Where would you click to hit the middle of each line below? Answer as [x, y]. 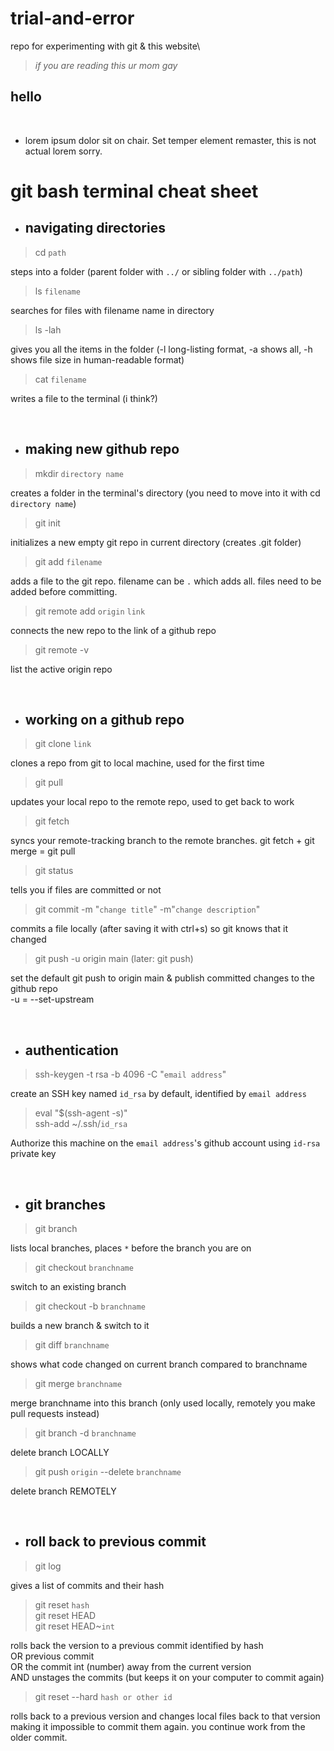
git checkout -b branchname [90, 1306]
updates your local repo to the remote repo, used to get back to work [152, 802]
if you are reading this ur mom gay [106, 65]
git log [48, 1566]
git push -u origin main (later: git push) [114, 959]
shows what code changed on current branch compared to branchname [159, 1364]
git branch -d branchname [85, 1433]
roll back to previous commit [115, 1542]
